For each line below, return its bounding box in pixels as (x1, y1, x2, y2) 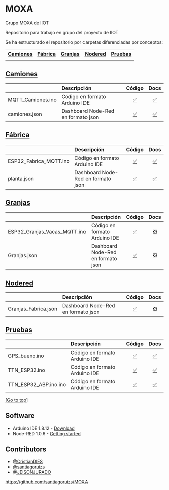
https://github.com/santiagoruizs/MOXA (5, 479, 88, 485)
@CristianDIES (12, 458, 43, 464)
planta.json (8, 175, 34, 182)
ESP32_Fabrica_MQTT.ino (8, 157, 70, 164)
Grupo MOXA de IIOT (5, 20, 49, 26)
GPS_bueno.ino (8, 352, 44, 359)
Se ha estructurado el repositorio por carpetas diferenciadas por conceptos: (5, 39, 163, 45)
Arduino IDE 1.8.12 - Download (12, 425, 75, 431)
